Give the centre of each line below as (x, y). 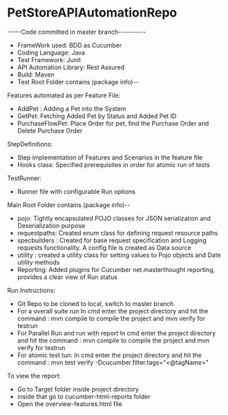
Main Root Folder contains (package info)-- (69, 204)
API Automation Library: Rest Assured (71, 67)
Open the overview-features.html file (69, 404)
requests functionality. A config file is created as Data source (104, 247)
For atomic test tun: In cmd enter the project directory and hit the (110, 355)
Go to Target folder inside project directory (78, 389)
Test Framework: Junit (49, 59)
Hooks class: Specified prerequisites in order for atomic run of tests (114, 164)
